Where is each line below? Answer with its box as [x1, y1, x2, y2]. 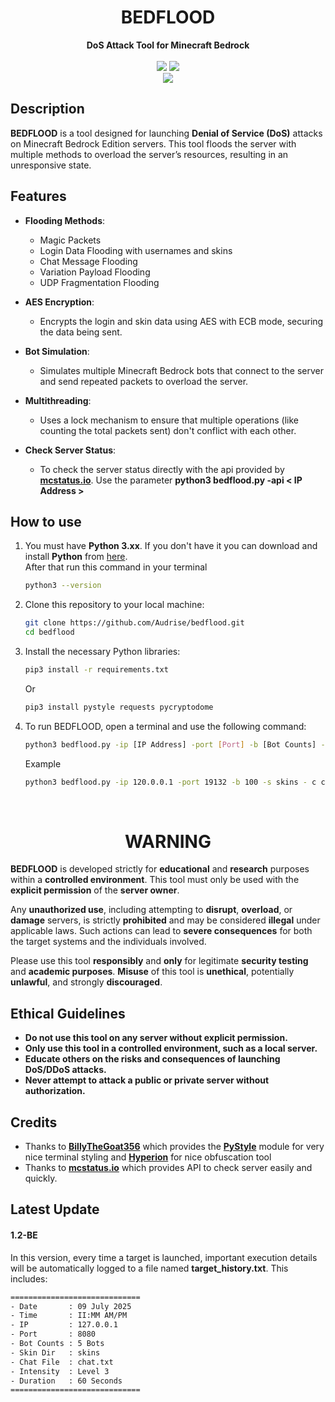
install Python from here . [24, 551, 128, 563]
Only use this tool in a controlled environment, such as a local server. [24, 1042, 318, 1055]
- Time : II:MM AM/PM [10, 1311, 128, 1321]
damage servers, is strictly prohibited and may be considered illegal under [10, 914, 321, 926]
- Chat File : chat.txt [10, 1357, 114, 1367]
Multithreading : [24, 394, 92, 406]
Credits [10, 1114, 58, 1131]
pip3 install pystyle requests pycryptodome [24, 702, 214, 712]
